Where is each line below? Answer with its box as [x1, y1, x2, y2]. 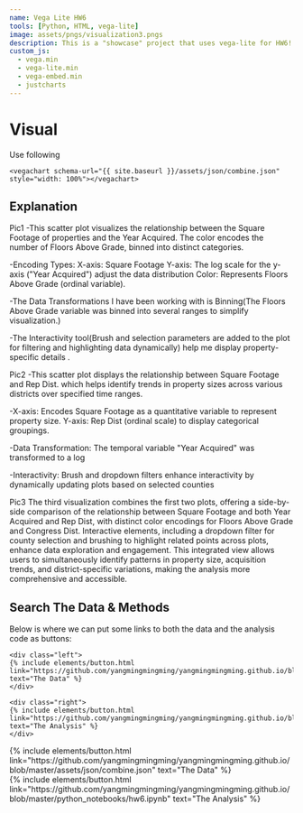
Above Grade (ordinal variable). [9, 279, 126, 290]
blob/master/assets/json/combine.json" [9, 764, 156, 776]
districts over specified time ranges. [9, 389, 143, 400]
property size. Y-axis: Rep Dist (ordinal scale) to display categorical [9, 416, 260, 427]
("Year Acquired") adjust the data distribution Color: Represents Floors [26, 269, 289, 280]
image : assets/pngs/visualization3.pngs [9, 30, 164, 39]
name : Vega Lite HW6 [9, 13, 87, 23]
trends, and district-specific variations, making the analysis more [9, 564, 251, 575]
